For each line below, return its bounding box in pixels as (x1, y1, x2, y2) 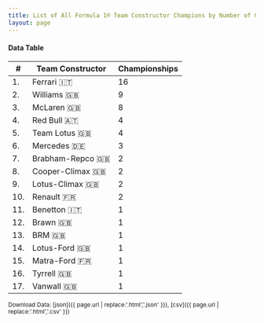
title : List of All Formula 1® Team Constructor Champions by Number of (8, 11, 251, 20)
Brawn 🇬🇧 (32, 217, 72, 228)
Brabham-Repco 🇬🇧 (32, 152, 111, 163)
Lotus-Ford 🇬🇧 (32, 242, 91, 253)
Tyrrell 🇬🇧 (32, 268, 72, 279)
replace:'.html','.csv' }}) (8, 307, 71, 315)
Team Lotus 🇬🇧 (32, 127, 92, 138)
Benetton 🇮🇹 (32, 204, 82, 215)
